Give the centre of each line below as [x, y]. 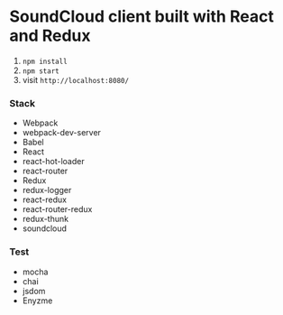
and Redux [50, 36]
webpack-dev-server [62, 133]
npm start [41, 71]
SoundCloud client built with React [142, 17]
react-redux [45, 199]
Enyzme [37, 301]
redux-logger [47, 190]
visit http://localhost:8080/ [75, 79]
